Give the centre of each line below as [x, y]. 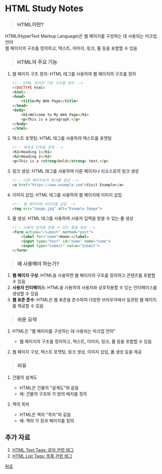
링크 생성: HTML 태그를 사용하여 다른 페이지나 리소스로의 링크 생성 [75, 171]
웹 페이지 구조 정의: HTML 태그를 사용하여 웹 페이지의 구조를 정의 [74, 74]
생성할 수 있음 [25, 294]
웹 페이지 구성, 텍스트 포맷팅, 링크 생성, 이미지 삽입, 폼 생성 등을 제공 [77, 352]
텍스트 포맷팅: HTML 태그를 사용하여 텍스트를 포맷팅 [62, 138]
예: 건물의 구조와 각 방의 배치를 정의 [53, 394]
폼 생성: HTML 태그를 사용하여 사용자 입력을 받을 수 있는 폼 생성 [73, 218]
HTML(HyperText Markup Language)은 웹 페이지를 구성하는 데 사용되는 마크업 [81, 36]
